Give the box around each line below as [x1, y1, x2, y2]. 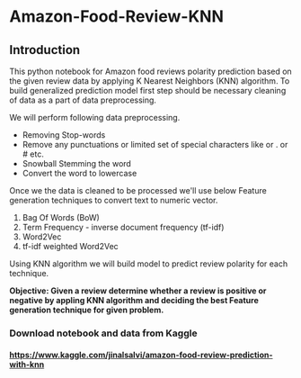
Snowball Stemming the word [22, 158, 132, 168]
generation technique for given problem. [9, 304, 164, 315]
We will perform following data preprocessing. [9, 112, 181, 122]
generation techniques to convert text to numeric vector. [9, 195, 218, 205]
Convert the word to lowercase [22, 168, 137, 178]
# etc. [22, 148, 45, 159]
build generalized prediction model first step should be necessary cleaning [9, 85, 287, 95]
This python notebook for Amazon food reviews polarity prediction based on [9, 66, 292, 76]
